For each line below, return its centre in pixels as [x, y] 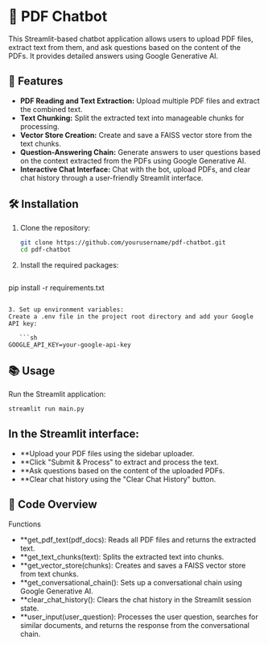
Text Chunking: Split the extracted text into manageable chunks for [132, 118]
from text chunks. [49, 574]
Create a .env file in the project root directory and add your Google [131, 317]
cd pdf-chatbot [45, 250]
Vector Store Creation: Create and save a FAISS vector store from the [136, 135]
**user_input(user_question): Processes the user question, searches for [139, 617]
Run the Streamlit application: [57, 394]
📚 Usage [32, 370]
